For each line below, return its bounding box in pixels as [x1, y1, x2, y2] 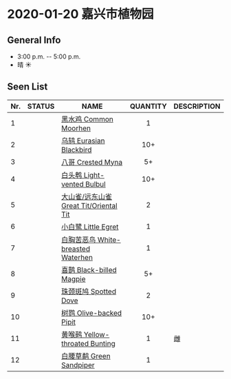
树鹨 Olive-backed [61, 308, 122, 318]
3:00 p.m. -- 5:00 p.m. [16, 52, 81, 61]
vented [61, 179, 84, 189]
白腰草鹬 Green [61, 351, 111, 360]
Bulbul [85, 179, 106, 189]
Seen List [7, 81, 48, 93]
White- [97, 235, 122, 245]
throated [61, 338, 89, 348]
